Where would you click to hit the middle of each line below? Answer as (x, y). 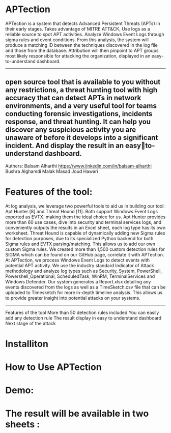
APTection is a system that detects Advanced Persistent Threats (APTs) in (83, 23)
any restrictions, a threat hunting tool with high (81, 90)
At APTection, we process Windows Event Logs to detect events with (78, 260)
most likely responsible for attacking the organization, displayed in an (78, 56)
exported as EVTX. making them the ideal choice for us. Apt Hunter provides (85, 217)
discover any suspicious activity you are (71, 130)
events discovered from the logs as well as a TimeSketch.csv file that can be (85, 287)
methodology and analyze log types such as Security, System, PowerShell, (83, 271)
